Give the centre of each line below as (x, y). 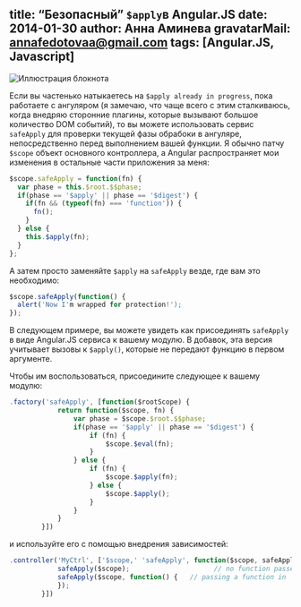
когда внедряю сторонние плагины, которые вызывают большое (134, 115)
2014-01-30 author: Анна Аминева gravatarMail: (150, 29)
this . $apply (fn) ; (58, 236)
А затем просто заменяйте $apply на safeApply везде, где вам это (135, 270)
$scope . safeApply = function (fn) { (76, 178)
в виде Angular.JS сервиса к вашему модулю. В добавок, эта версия (141, 340)
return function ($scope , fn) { (116, 411)
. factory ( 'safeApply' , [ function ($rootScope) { (100, 402)
